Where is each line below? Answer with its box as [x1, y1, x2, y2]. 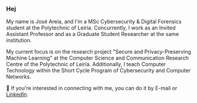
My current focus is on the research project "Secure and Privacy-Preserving [6, 48, 192, 55]
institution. [6, 37, 32, 44]
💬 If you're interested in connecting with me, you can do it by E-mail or [6, 85, 178, 92]
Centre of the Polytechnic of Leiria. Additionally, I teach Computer [6, 61, 166, 68]
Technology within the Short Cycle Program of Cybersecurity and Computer [6, 67, 191, 74]
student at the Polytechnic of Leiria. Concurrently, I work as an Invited [6, 24, 176, 31]
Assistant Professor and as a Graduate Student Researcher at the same [6, 31, 179, 38]
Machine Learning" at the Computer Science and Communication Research [6, 55, 189, 62]
